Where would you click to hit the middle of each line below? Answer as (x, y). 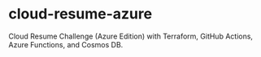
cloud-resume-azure (80, 14)
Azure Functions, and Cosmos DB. (66, 44)
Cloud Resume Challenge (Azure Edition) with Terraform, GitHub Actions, (131, 36)
